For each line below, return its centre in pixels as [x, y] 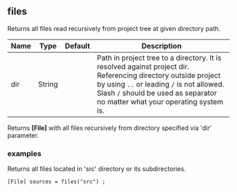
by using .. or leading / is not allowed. [160, 84]
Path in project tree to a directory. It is [159, 58]
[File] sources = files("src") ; [56, 182]
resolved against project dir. [143, 66]
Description [162, 46]
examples [24, 153]
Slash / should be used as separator [157, 93]
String [48, 84]
